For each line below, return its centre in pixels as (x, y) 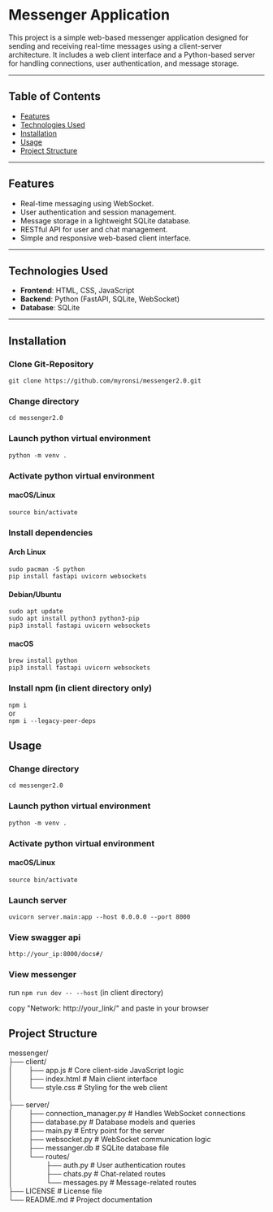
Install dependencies (51, 532)
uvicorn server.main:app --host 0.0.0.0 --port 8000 (100, 917)
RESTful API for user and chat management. (94, 229)
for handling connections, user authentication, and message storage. (124, 63)
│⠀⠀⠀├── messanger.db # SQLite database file (89, 1148)
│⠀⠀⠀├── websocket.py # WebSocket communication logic (110, 1140)
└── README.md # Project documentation (80, 1200)
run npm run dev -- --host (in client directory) (86, 992)
